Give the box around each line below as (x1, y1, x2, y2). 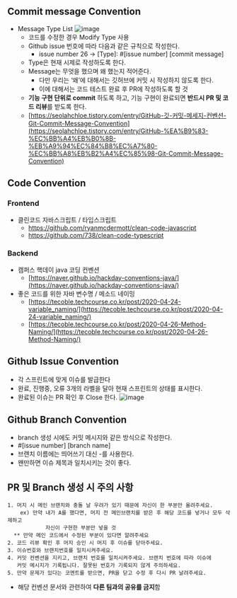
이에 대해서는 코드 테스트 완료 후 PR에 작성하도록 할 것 (38, 84, 189, 93)
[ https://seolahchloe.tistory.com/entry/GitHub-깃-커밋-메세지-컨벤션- (28, 111, 227, 120)
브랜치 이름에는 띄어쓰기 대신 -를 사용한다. (17, 449, 134, 459)
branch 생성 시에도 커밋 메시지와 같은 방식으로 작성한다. (17, 433, 173, 442)
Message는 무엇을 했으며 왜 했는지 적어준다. (28, 67, 151, 75)
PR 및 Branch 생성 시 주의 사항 (7, 481, 134, 493)
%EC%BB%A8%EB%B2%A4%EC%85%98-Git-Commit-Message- (28, 149, 224, 158)
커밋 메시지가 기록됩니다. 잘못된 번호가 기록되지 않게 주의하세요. (16, 562, 182, 569)
